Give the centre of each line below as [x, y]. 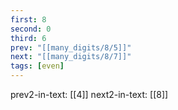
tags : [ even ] [37, 66]
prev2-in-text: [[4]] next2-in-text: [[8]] [89, 94]
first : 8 [28, 19]
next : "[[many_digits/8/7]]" [71, 57]
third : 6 [28, 38]
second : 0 [31, 29]
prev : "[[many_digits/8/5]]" [71, 47]
